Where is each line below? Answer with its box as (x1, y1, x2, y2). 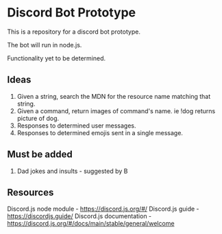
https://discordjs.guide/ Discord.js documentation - (7, 212, 152, 220)
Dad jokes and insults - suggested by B (16, 167, 128, 175)
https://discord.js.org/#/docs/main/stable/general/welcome (7, 220, 175, 228)
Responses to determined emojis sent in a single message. (16, 128, 184, 137)
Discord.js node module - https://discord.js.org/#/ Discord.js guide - (7, 204, 200, 213)
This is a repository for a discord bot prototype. (7, 27, 140, 36)
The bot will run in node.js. (7, 40, 82, 49)
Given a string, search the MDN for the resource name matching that (16, 92, 211, 100)
